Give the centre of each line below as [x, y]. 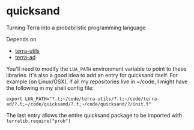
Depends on [21, 39]
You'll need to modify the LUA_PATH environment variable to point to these [96, 69]
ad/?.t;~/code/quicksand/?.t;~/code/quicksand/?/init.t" [79, 104]
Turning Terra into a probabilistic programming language [76, 28]
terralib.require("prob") [38, 121]
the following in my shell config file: [50, 87]
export [14, 99]
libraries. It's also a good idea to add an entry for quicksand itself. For [92, 75]
